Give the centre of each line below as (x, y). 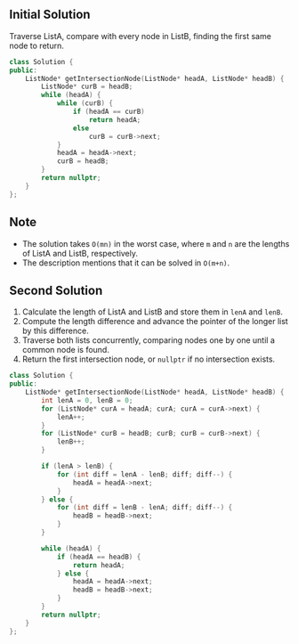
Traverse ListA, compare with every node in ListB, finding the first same (140, 36)
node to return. (36, 45)
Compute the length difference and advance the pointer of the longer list (155, 322)
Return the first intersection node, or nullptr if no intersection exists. (149, 359)
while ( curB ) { (85, 103)
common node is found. (65, 350)
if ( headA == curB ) (109, 112)
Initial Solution (50, 15)
